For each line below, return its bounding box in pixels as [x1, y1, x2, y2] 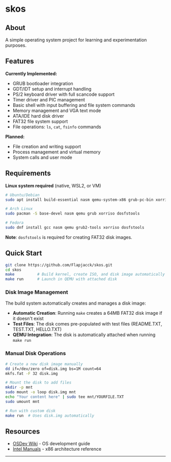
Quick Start [5, 249, 42, 258]
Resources [5, 427, 40, 436]
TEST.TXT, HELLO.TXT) [12, 327, 62, 333]
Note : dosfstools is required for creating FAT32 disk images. [5, 234, 132, 240]
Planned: [5, 133, 25, 140]
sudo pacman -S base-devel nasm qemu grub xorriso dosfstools [5, 211, 140, 216]
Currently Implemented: [5, 70, 58, 76]
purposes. [5, 42, 27, 48]
